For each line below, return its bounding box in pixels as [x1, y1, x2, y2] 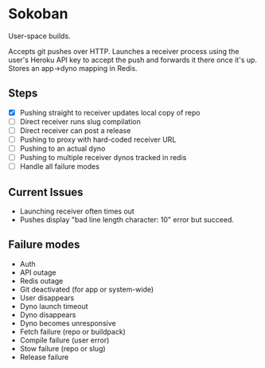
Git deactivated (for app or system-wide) [19, 284, 154, 294]
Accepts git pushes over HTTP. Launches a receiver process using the [8, 46, 240, 56]
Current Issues [8, 185, 84, 199]
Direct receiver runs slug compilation [19, 116, 141, 126]
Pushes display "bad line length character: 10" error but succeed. [19, 215, 235, 224]
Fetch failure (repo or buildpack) [19, 327, 126, 336]
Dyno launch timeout [19, 301, 89, 311]
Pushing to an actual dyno [19, 144, 106, 153]
